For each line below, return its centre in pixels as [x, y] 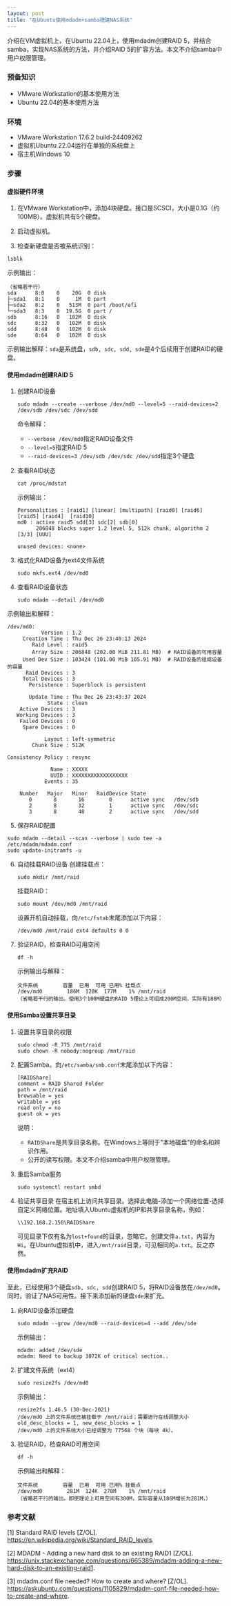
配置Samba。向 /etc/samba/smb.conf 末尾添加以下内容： [96, 1064]
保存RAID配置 [37, 826]
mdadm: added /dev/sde [50, 1350]
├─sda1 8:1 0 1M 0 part [57, 299]
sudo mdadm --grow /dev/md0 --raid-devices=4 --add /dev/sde [107, 1323]
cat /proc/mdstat [42, 484]
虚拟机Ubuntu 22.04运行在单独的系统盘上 [76, 146]
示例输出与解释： [41, 971]
